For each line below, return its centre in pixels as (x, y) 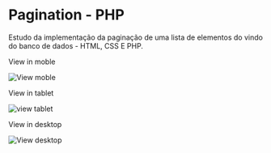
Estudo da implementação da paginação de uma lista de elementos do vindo (135, 37)
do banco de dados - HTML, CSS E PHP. (76, 45)
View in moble (32, 62)
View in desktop (35, 124)
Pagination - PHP (67, 15)
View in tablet (31, 93)
